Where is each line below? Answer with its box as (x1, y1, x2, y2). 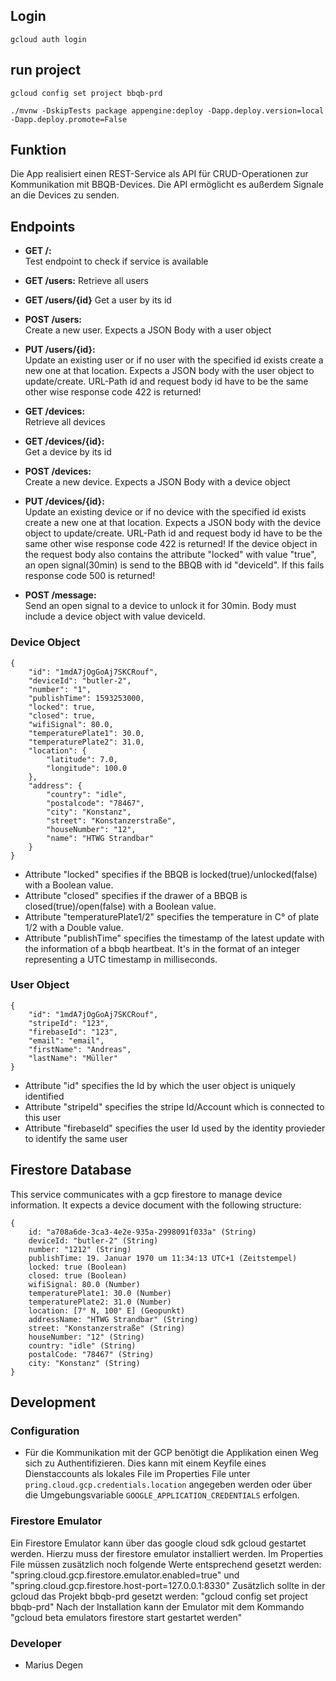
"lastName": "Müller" (28, 1053, 118, 1063)
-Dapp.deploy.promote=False (10, 114, 128, 124)
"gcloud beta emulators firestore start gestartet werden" (10, 1611, 243, 1623)
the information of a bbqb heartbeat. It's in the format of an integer (24, 942, 300, 954)
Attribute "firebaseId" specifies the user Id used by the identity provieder (24, 1122, 326, 1134)
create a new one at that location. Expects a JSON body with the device (24, 517, 322, 529)
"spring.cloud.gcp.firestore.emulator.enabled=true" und (10, 1569, 240, 1581)
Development (10, 1394, 97, 1411)
